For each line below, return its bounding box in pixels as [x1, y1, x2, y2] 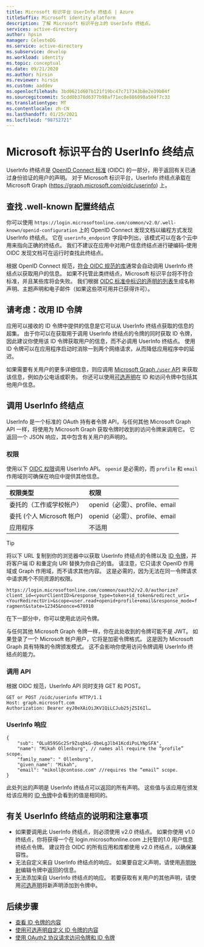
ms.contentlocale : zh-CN [6, 105, 69, 112]
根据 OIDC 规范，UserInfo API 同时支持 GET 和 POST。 [6, 682, 144, 690]
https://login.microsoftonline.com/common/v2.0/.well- [34, 220, 177, 226]
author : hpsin [6, 32, 43, 38]
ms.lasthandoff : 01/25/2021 [6, 111, 78, 117]
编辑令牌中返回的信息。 [20, 866, 80, 874]
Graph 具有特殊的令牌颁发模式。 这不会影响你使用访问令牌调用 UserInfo [6, 643, 187, 650]
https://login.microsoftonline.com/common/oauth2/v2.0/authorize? [6, 587, 178, 593]
